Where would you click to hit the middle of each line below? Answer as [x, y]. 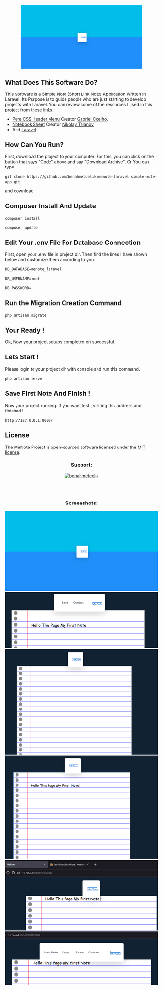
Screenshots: [81, 503]
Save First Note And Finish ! [48, 394]
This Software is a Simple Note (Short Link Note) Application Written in [75, 94]
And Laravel [24, 130]
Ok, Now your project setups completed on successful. [60, 342]
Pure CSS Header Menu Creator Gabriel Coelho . [60, 119]
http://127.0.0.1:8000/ [29, 420]
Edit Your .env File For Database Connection [73, 243]
